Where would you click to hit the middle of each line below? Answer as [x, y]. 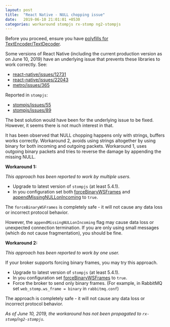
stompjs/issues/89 [32, 110]
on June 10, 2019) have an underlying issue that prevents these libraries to [83, 59]
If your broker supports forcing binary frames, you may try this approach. [81, 263]
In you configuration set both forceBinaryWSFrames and [71, 192]
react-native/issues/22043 [40, 80]
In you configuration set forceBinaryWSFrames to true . [70, 278]
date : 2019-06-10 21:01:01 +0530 [43, 19]
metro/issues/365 [31, 85]
